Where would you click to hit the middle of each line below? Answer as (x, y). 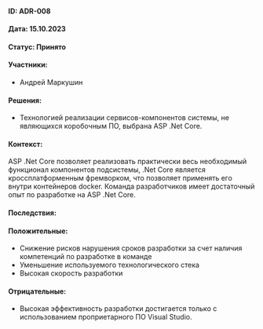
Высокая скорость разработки (71, 273)
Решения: (25, 100)
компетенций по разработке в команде (86, 257)
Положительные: (38, 231)
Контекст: (26, 144)
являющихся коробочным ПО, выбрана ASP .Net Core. (111, 126)
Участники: (28, 65)
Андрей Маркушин (51, 82)
